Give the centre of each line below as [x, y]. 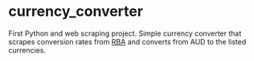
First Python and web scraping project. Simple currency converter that [125, 33]
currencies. [27, 50]
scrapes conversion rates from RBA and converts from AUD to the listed [127, 41]
